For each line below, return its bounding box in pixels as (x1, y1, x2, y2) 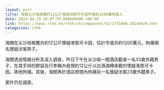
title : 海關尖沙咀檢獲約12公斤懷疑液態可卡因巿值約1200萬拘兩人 (5, 12, 123, 17)
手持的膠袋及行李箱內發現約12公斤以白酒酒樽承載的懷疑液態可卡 (22, 63, 154, 69)
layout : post (5, 7, 32, 12)
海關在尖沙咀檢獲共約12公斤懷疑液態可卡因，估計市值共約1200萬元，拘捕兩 (5, 40, 159, 46)
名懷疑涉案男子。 (5, 46, 40, 52)
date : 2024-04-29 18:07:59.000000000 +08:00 (5, 16, 99, 21)
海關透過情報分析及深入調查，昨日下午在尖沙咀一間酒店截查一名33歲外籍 (5, 56, 155, 62)
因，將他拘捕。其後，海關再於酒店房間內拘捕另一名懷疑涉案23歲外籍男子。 (5, 69, 159, 75)
